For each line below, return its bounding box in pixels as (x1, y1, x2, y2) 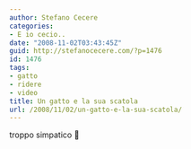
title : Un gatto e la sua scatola (9, 96, 139, 106)
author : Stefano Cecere (9, 13, 99, 22)
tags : (9, 64, 30, 73)
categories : (9, 22, 54, 31)
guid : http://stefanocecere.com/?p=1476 (9, 47, 163, 56)
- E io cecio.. (9, 30, 66, 39)
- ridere (9, 80, 42, 89)
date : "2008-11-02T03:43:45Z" (9, 38, 123, 48)
